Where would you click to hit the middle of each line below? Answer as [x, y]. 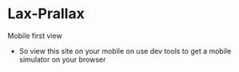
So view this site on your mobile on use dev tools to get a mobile [125, 51]
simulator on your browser [62, 59]
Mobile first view [35, 36]
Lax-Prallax [46, 14]
